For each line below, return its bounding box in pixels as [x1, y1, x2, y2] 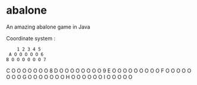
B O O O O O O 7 [6, 56, 46, 62]
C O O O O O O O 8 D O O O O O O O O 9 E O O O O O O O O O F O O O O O [6, 67, 192, 74]
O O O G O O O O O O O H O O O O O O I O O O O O [6, 73, 132, 80]
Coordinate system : [6, 34, 56, 42]
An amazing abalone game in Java [6, 23, 91, 30]
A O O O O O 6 [8, 51, 44, 57]
